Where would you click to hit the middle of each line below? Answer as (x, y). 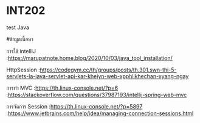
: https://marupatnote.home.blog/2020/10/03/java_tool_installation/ (90, 58)
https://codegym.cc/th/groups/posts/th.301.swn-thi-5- (108, 70)
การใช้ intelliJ (21, 51)
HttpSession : (23, 70)
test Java (18, 27)
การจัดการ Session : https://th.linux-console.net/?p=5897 (74, 106)
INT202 (26, 11)
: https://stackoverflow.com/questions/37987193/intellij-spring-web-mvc (97, 95)
